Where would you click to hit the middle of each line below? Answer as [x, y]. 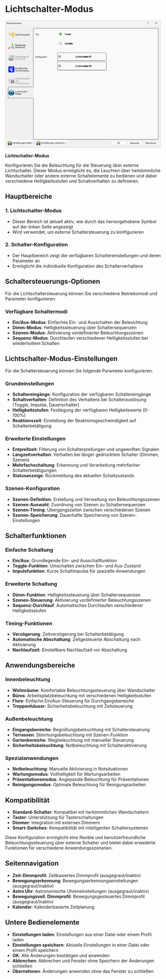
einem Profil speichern [35, 950]
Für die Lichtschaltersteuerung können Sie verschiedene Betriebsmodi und [81, 293]
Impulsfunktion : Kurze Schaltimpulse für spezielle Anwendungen [79, 571]
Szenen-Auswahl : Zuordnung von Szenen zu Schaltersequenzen [79, 504]
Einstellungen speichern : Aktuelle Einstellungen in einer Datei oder [81, 945]
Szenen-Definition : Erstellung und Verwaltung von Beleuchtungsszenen [86, 499]
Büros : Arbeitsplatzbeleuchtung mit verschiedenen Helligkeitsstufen [82, 695]
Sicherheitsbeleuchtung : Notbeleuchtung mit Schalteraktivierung [80, 745]
